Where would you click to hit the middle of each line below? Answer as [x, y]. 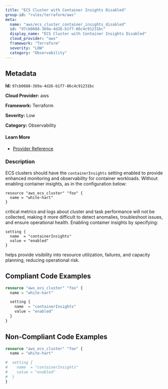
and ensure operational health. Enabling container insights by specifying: [82, 222]
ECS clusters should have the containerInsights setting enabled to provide [84, 173]
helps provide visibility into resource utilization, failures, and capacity [78, 255]
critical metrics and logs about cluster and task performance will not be [80, 211]
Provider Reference [33, 148]
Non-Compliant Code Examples [57, 337]
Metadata [21, 73]
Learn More [18, 137]
